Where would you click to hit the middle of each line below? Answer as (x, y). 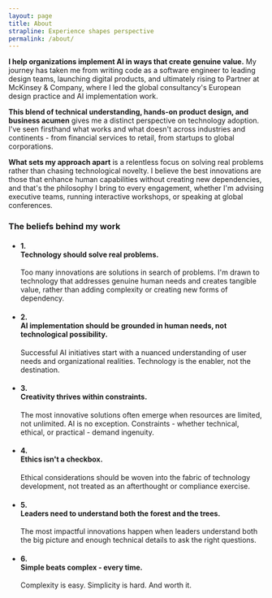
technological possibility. (64, 334)
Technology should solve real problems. (89, 254)
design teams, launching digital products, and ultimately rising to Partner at (134, 79)
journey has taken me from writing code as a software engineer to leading (132, 71)
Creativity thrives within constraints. (84, 397)
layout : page (30, 16)
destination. (40, 370)
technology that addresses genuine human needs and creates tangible (138, 281)
